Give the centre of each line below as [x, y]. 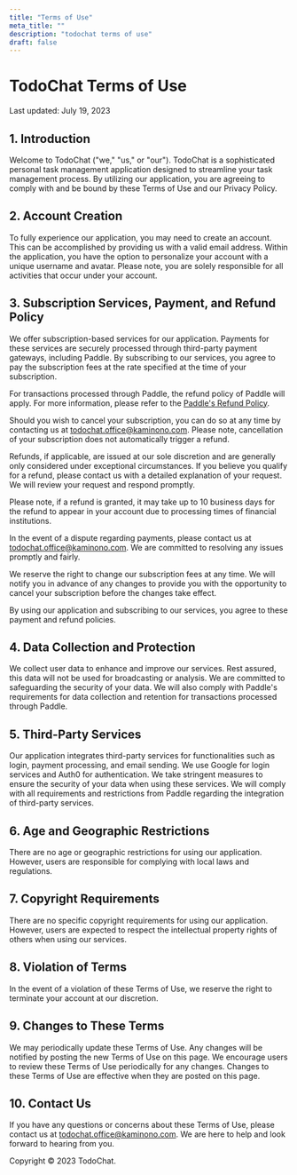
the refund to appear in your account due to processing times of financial [143, 511]
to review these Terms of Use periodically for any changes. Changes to [139, 1066]
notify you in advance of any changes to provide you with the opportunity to [148, 584]
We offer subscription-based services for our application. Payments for [139, 338]
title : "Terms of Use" [51, 17]
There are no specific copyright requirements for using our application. [139, 920]
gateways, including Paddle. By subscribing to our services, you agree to [143, 357]
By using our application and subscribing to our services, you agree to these [148, 610]
